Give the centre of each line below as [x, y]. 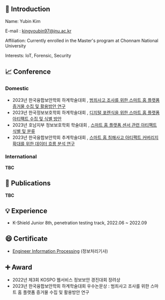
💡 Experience [26, 211]
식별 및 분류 [24, 131]
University [16, 46]
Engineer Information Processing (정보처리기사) [60, 251]
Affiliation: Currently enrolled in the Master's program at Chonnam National [82, 40]
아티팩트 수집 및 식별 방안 [37, 119]
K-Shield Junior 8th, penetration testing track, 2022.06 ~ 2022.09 [80, 223]
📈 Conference [28, 72]
